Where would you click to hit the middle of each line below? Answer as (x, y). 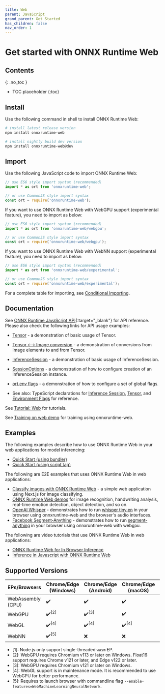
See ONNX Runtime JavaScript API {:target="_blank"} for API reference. (77, 320)
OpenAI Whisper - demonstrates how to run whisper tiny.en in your (80, 510)
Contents (20, 70)
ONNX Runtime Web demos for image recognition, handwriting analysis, (85, 499)
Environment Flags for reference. (46, 398)
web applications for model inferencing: (45, 450)
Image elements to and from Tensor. (49, 350)
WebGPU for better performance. (46, 676)
